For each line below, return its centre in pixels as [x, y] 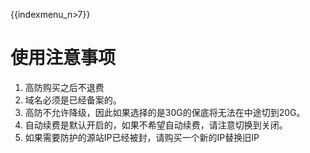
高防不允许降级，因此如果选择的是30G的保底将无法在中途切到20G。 [165, 112]
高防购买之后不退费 [64, 87]
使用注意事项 [63, 58]
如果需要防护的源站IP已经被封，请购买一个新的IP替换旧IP [142, 137]
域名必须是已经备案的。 [73, 100]
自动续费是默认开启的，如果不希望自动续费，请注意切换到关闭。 [156, 125]
